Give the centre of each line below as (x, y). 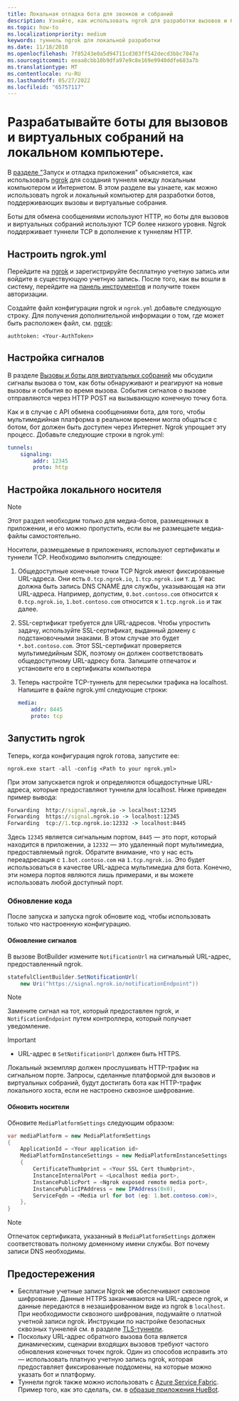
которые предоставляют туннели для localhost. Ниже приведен (129, 789)
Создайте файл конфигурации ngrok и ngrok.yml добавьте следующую (115, 308)
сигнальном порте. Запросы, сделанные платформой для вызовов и (111, 1076)
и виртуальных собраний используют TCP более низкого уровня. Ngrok (117, 224)
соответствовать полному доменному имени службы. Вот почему (108, 1244)
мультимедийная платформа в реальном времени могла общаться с (112, 419)
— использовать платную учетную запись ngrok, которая (105, 1359)
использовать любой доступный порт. (65, 883)
